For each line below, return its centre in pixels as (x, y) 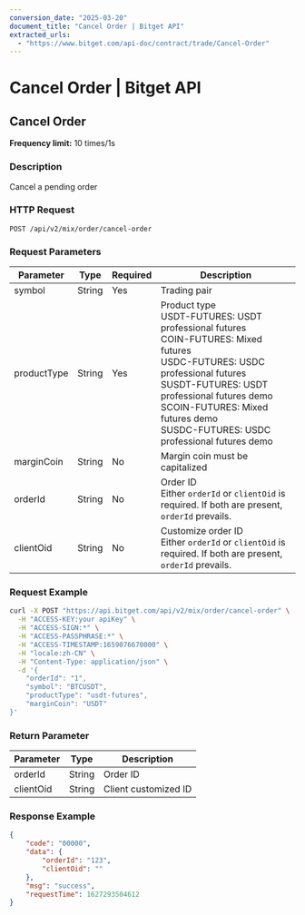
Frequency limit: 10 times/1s (63, 143)
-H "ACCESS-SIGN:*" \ (59, 628)
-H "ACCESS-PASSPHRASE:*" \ (71, 636)
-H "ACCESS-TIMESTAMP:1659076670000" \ (93, 644)
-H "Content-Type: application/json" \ (93, 662)
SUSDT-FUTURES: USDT (214, 385)
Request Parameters (55, 251)
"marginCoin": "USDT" (66, 704)
